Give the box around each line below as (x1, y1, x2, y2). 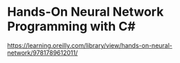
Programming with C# (7, 18, 136, 34)
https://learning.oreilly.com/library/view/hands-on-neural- (7, 41, 173, 49)
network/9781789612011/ (7, 49, 78, 57)
